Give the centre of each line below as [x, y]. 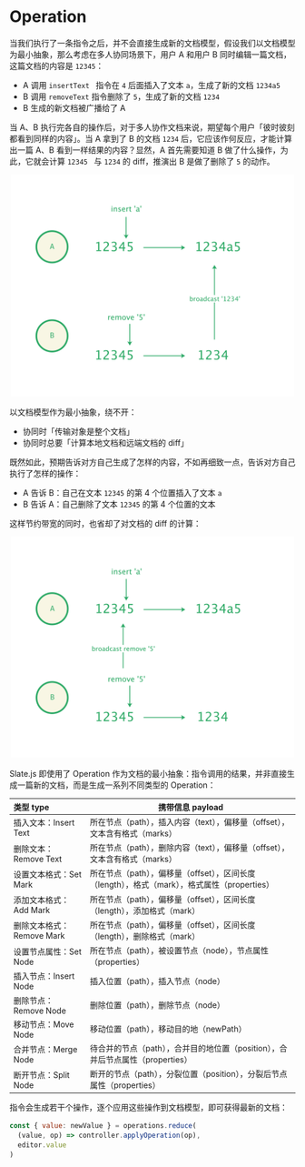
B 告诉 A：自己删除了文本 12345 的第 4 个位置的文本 [119, 504]
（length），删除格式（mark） [145, 936]
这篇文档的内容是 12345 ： [57, 65]
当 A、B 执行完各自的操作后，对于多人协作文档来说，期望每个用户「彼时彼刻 [152, 127]
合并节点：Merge [45, 1049]
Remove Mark [39, 936]
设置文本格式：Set [47, 874]
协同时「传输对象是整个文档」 [78, 431]
